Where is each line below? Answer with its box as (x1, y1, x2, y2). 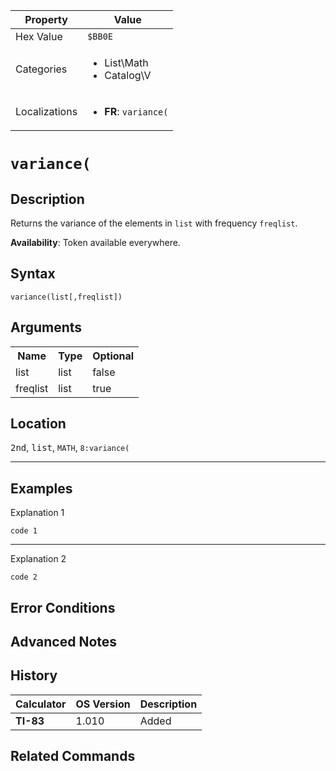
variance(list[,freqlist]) (10, 292, 123, 302)
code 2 (10, 572, 38, 583)
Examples (10, 480, 73, 497)
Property (24, 13, 68, 26)
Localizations (15, 105, 78, 118)
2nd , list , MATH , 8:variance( (10, 442, 130, 454)
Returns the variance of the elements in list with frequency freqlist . (10, 217, 298, 229)
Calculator (15, 697, 67, 711)
